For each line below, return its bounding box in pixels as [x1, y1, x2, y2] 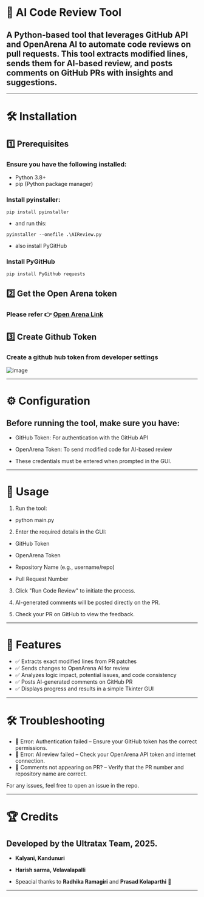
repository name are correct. [15, 770, 87, 777]
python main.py [15, 517, 55, 524]
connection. [15, 757, 46, 765]
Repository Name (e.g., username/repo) [15, 563, 115, 571]
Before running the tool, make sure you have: [6, 418, 180, 428]
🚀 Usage [6, 484, 49, 498]
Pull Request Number [15, 576, 69, 583]
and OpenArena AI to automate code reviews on [6, 39, 191, 49]
